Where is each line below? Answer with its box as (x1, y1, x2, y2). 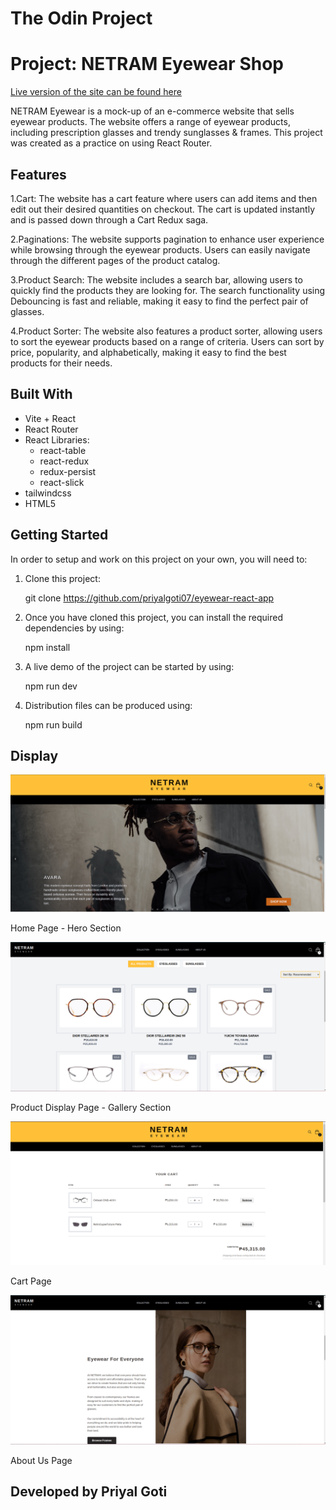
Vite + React (24, 412, 77, 424)
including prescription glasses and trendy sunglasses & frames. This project (10, 127, 323, 139)
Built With (10, 386, 73, 403)
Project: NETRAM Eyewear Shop (10, 53, 284, 76)
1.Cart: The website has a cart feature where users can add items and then (10, 192, 318, 204)
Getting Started (10, 527, 109, 544)
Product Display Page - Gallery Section (10, 1101, 172, 1113)
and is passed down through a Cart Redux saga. (10, 213, 209, 226)
